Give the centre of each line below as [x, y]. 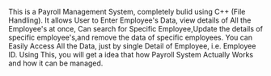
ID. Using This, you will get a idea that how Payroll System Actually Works [131, 55]
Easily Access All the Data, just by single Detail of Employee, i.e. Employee [132, 46]
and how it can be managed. [56, 63]
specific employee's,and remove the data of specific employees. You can [131, 37]
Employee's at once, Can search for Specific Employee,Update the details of [135, 29]
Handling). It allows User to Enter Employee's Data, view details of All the [130, 20]
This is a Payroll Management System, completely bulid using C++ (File [127, 12]
